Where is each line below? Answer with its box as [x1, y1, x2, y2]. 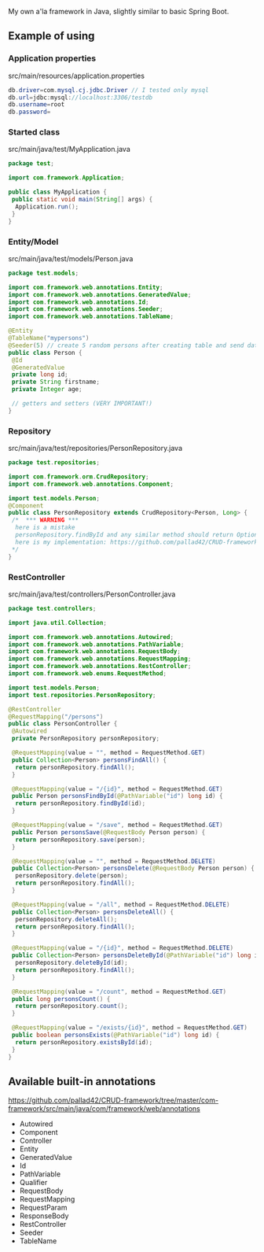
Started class [8, 127, 60, 138]
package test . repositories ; [8, 459, 101, 467]
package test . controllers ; [8, 604, 97, 612]
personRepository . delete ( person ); [15, 872, 128, 880]
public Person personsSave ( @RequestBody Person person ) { [11, 828, 206, 837]
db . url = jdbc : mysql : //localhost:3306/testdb [8, 94, 153, 102]
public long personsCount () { [11, 995, 111, 1003]
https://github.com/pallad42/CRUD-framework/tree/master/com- [8, 1095, 218, 1105]
